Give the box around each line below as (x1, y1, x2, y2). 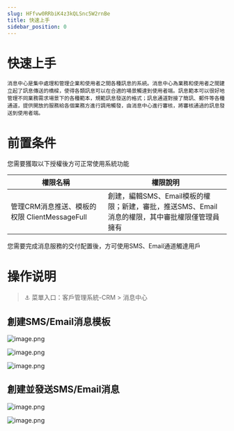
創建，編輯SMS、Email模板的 (107, 191, 204, 201)
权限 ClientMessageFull (10, 212, 87, 222)
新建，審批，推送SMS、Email (121, 202, 218, 211)
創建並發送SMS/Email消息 (7, 384, 120, 395)
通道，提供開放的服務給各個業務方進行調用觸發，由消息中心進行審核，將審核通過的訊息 (7, 103, 220, 109)
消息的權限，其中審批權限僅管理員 (107, 212, 220, 222)
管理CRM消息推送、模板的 (10, 202, 97, 211)
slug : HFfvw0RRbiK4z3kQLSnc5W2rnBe (7, 10, 111, 17)
